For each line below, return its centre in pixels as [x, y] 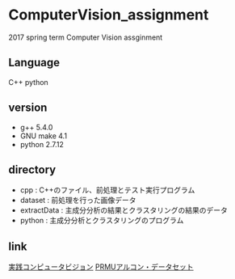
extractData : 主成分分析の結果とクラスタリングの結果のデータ [124, 210]
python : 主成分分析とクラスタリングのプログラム [102, 221]
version [28, 108]
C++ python [28, 82]
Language [34, 63]
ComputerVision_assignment [109, 15]
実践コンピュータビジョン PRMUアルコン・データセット [101, 267]
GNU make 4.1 [43, 136]
